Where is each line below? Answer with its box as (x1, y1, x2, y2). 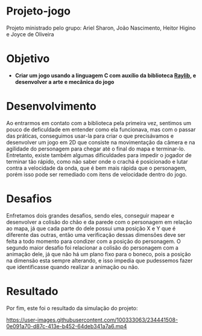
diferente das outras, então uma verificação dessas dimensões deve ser (6, 231, 186, 238)
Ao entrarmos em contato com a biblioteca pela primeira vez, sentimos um (6, 119, 192, 126)
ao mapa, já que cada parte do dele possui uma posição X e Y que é (6, 225, 176, 232)
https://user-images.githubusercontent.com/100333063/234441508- (6, 316, 178, 323)
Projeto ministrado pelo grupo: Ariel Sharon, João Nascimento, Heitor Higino (6, 24, 196, 31)
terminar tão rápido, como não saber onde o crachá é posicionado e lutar (6, 158, 188, 165)
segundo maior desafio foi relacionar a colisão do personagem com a (6, 244, 179, 251)
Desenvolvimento (6, 100, 96, 113)
